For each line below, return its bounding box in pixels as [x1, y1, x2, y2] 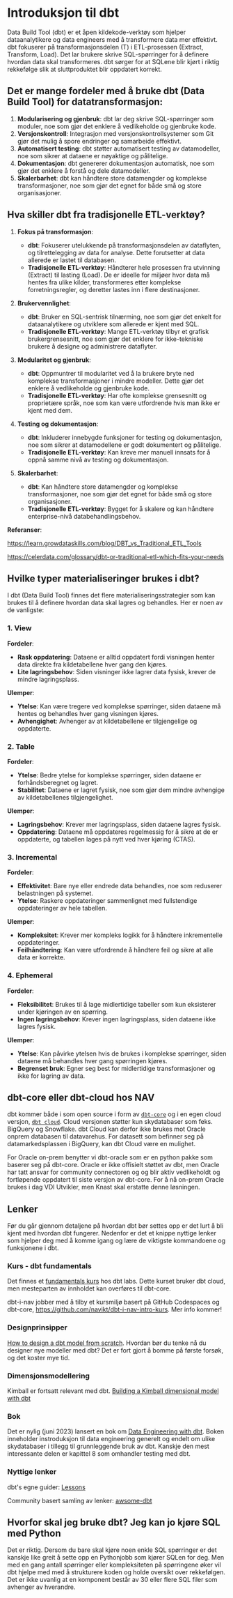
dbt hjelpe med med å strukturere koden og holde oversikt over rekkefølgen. [7, 1568, 226, 1576]
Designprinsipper [7, 1323, 67, 1332]
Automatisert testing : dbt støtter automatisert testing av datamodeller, [17, 144, 220, 153]
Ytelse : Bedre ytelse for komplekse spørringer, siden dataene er [17, 770, 202, 779]
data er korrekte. [17, 953, 65, 961]
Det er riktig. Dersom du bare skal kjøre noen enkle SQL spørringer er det [7, 1546, 217, 1554]
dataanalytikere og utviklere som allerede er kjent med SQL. [27, 319, 200, 328]
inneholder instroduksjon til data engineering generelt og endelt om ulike [7, 1435, 216, 1443]
